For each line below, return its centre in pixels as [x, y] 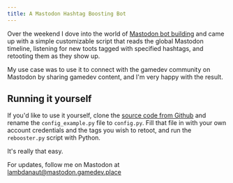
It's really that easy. [35, 152]
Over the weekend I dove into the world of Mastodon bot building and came [116, 34]
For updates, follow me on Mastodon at [63, 165]
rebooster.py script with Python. [54, 138]
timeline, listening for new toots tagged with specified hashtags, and [105, 48]
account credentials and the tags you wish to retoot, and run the [99, 131]
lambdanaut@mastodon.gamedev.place [65, 173]
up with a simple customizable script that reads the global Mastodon [105, 41]
